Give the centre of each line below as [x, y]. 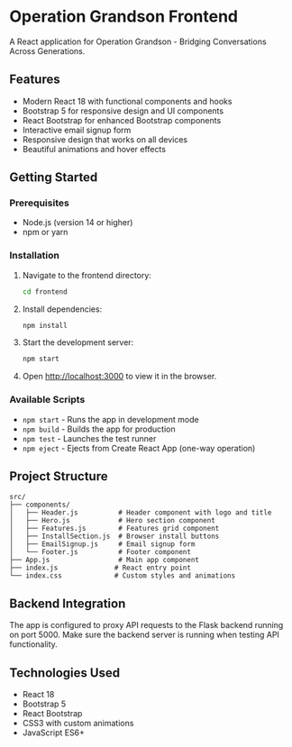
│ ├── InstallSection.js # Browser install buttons [114, 537]
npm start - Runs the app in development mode [111, 419]
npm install [45, 325]
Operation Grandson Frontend [124, 17]
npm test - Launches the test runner [89, 438]
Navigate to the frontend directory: [87, 275]
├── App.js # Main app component [105, 560]
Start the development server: [78, 342]
